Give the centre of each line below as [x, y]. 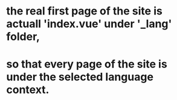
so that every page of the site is [87, 64]
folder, [23, 37]
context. [28, 90]
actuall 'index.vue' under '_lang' [89, 24]
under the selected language [80, 77]
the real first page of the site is [85, 11]
